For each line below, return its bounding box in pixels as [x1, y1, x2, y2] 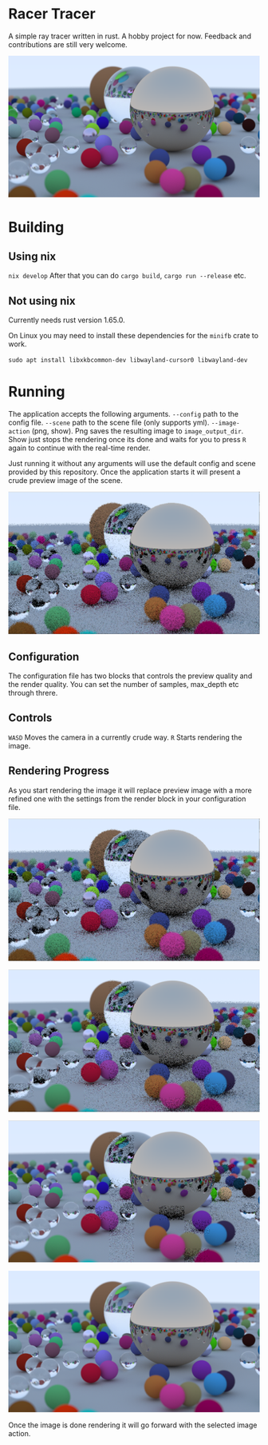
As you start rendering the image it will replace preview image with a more [8, 785, 253, 795]
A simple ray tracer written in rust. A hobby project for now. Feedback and [8, 31, 251, 41]
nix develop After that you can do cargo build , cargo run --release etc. [8, 271, 246, 281]
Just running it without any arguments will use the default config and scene [8, 459, 256, 469]
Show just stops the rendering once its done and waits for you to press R [8, 435, 246, 445]
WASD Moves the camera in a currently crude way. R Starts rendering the [8, 732, 242, 742]
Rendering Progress [8, 764, 110, 778]
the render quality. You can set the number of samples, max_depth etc [8, 679, 239, 689]
